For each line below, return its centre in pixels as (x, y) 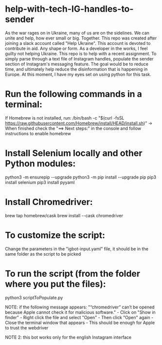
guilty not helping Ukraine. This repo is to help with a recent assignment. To (81, 53)
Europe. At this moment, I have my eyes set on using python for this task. (78, 74)
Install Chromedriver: (49, 202)
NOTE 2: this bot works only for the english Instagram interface (68, 337)
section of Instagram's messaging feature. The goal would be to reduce (77, 64)
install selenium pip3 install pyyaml (40, 182)
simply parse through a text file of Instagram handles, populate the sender (79, 59)
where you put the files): (55, 284)
